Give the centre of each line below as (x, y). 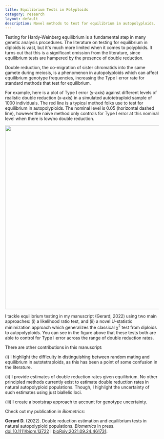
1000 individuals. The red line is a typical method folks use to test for (74, 103)
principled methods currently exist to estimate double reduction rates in (77, 382)
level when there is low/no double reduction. (50, 119)
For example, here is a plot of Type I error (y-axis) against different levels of (81, 93)
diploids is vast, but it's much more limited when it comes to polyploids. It (79, 48)
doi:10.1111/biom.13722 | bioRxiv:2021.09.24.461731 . (56, 431)
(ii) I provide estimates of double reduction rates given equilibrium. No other (81, 377)
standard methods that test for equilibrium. (48, 83)
